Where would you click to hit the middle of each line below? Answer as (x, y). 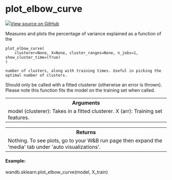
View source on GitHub (35, 24)
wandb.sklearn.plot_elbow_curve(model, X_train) (57, 172)
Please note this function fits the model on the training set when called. (80, 90)
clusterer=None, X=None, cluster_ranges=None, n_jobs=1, (77, 53)
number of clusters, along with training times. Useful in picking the (83, 71)
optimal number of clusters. (36, 75)
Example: (16, 161)
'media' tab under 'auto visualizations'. (54, 147)
